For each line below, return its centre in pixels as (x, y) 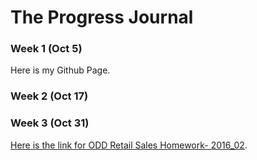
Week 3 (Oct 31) (50, 123)
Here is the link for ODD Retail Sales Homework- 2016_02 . (129, 145)
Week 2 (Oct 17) (49, 96)
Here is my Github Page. (60, 70)
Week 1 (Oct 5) (46, 49)
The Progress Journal (102, 17)
